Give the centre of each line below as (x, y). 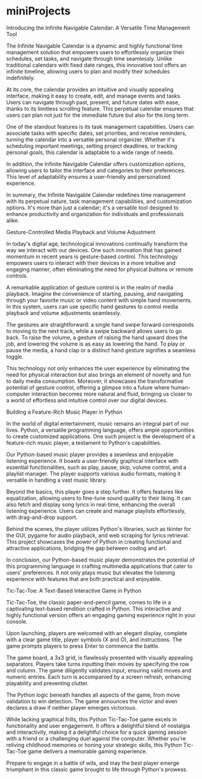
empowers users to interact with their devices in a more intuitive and (91, 262)
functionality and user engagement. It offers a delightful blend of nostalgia (98, 725)
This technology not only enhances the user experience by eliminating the (98, 368)
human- (181, 387)
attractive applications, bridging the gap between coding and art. (87, 548)
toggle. (15, 356)
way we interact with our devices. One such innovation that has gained (94, 250)
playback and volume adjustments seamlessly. (64, 313)
